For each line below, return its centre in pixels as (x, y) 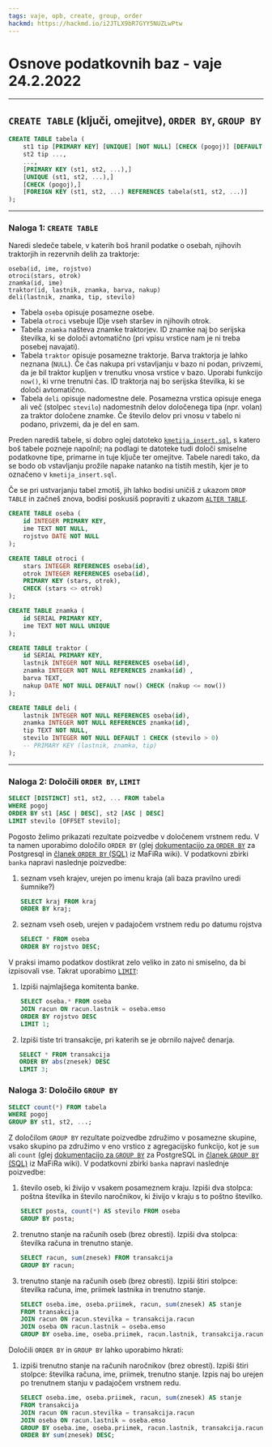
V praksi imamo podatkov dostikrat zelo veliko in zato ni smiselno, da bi (127, 962)
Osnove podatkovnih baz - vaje (115, 64)
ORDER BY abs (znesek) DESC (65, 1062)
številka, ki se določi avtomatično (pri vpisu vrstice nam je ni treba (130, 338)
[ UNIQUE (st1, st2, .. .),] (68, 177)
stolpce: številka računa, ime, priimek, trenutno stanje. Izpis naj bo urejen (142, 1374)
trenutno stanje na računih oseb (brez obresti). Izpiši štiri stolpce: (129, 1281)
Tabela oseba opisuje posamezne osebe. (87, 312)
